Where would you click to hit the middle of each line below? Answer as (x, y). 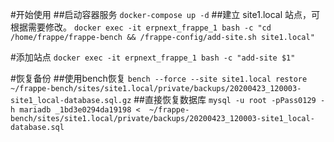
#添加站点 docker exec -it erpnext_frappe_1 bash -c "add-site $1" (153, 57)
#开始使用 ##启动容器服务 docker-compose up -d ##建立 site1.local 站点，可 (165, 14)
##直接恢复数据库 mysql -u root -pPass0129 (225, 99)
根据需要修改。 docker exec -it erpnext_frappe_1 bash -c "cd (141, 27)
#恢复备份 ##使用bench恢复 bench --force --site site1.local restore (159, 78)
